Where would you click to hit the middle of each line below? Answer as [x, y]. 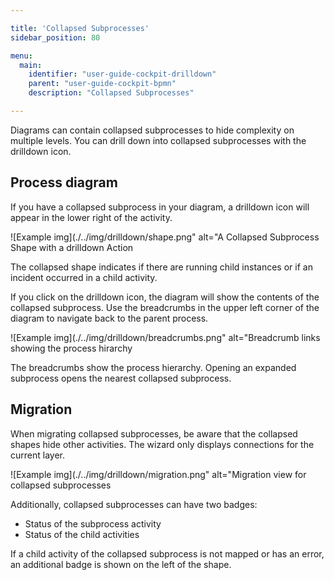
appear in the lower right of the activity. [91, 217]
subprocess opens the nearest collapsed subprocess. [121, 378]
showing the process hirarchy [71, 348]
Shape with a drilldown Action [72, 247]
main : [31, 65]
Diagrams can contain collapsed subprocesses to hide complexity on [152, 130]
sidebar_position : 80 [55, 37]
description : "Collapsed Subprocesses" [111, 93]
